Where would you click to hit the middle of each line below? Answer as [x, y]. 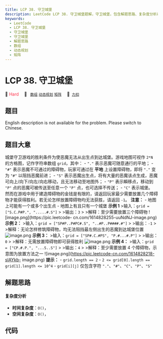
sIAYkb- [13, 260]
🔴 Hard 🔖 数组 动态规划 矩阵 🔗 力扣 [42, 94]
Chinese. [14, 128]
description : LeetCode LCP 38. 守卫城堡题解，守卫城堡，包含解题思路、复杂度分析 [81, 14]
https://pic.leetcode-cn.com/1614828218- [113, 253]
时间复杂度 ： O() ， [30, 308]
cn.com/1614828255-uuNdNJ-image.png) [115, 217]
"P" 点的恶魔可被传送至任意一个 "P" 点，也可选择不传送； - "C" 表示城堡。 [79, 188]
